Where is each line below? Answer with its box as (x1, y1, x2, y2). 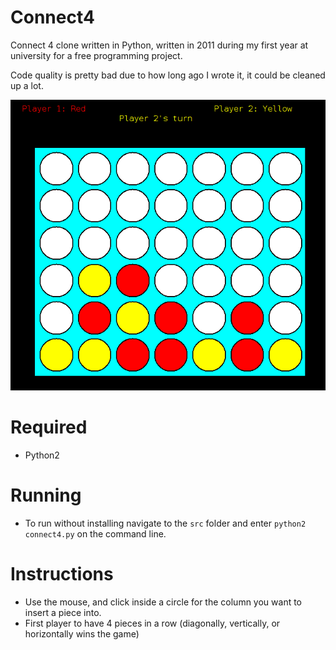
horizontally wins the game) (24, 627, 140, 640)
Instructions (10, 563, 114, 586)
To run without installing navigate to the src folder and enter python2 (24, 517, 307, 529)
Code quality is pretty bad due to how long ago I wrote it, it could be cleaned (10, 69, 326, 81)
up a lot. (10, 79, 44, 91)
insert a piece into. (24, 606, 102, 618)
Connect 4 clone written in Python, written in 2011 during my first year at (10, 39, 309, 51)
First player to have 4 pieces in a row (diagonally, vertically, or (24, 617, 281, 629)
